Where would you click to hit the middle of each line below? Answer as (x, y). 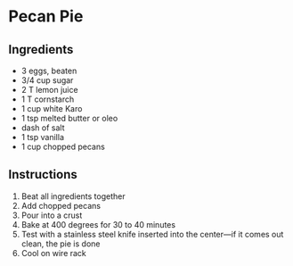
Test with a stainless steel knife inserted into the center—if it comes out (152, 234)
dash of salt (43, 128)
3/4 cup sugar (47, 80)
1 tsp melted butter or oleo (69, 118)
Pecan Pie (46, 17)
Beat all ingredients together (73, 196)
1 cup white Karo (52, 108)
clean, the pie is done (61, 244)
